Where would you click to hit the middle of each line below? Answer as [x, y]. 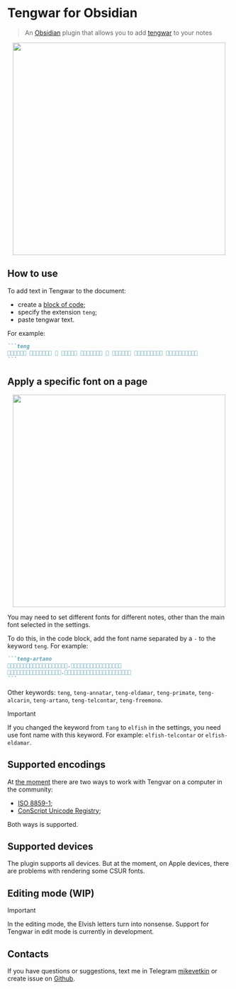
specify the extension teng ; [57, 312]
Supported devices [50, 846]
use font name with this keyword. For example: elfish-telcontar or [106, 735]
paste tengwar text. [46, 320]
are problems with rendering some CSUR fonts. [76, 871]
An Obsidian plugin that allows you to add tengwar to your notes [118, 33]
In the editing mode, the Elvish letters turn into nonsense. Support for [108, 924]
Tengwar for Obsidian [73, 13]
